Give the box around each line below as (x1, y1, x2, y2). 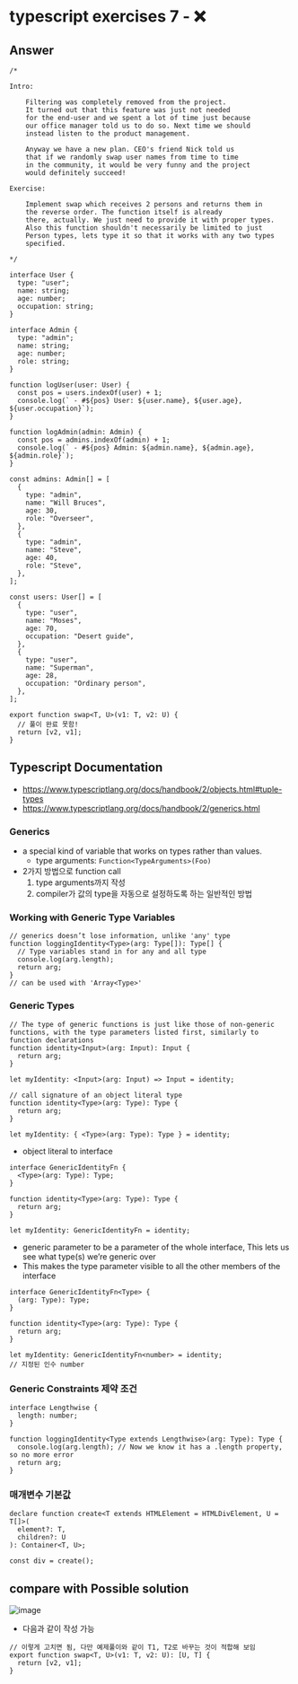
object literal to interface (22, 1145, 114, 1156)
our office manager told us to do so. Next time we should (25, 121, 251, 130)
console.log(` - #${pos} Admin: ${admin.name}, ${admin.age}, (17, 443, 255, 452)
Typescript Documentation (9, 760, 163, 776)
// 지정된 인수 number (9, 1360, 85, 1369)
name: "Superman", (25, 663, 94, 672)
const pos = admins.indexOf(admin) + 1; (17, 435, 171, 444)
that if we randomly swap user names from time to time (25, 153, 240, 162)
